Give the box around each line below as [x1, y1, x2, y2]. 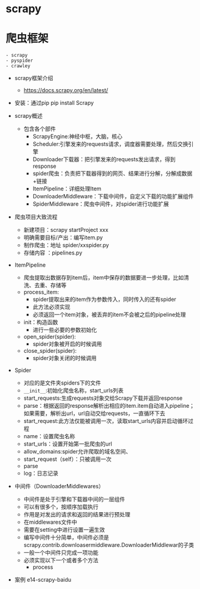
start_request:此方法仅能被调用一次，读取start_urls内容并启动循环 [23, 417, 188, 425]
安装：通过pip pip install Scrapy [14, 99, 94, 107]
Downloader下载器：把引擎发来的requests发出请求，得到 [32, 156, 176, 163]
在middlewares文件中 [23, 518, 77, 526]
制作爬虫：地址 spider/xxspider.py [23, 242, 109, 249]
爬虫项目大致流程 [14, 213, 58, 221]
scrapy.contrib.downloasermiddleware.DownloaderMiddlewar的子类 [23, 541, 195, 549]
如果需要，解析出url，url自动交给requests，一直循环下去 [23, 410, 165, 417]
